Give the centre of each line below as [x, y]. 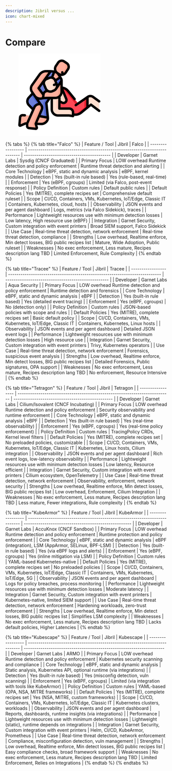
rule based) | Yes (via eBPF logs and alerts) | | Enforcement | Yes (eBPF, [86, 551]
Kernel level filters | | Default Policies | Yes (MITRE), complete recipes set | [84, 437]
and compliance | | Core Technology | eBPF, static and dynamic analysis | [83, 665]
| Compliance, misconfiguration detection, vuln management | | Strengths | [84, 741]
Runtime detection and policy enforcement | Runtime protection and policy [84, 535]
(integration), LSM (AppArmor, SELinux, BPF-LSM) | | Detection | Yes [78, 545]
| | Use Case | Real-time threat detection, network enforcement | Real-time [84, 232]
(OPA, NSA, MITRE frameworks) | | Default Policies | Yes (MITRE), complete [85, 692]
